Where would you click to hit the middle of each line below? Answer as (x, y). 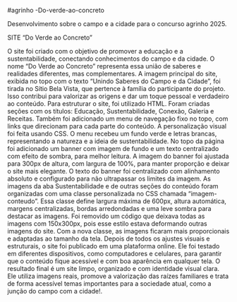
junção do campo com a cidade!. (55, 291)
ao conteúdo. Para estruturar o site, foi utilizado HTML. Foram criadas (109, 104)
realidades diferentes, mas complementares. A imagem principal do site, (113, 74)
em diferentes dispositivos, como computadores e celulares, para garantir (115, 254)
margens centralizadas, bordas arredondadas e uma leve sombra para (109, 209)
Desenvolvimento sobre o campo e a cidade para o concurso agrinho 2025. (117, 24)
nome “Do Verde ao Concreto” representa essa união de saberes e (104, 66)
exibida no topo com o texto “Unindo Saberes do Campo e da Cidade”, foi (114, 81)
